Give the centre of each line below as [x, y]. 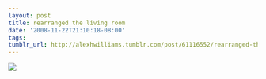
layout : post [30, 15]
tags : [17, 38]
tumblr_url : [28, 45]
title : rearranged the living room [67, 23]
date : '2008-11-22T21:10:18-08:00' [67, 30]
